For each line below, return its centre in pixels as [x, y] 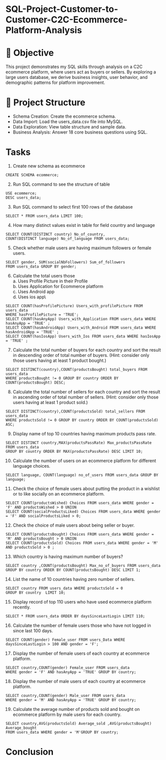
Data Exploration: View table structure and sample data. [69, 127]
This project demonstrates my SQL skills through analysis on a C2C [74, 67]
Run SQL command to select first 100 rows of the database [73, 207]
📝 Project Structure [45, 103]
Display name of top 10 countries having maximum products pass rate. [84, 434]
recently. [22, 607]
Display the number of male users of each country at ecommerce [79, 681]
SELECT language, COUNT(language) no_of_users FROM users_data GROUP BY [82, 475]
